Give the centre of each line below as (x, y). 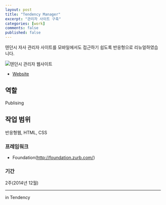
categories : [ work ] (25, 23)
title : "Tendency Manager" (33, 14)
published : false (23, 33)
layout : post (19, 10)
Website (21, 74)
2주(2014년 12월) (22, 183)
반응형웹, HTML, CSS (26, 132)
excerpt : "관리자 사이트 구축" (33, 19)
